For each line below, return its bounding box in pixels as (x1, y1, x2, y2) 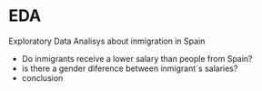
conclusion (21, 72, 64, 83)
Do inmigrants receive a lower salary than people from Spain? (21, 53, 253, 64)
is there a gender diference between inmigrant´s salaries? (21, 63, 238, 74)
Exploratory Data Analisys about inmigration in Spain (8, 35, 206, 46)
